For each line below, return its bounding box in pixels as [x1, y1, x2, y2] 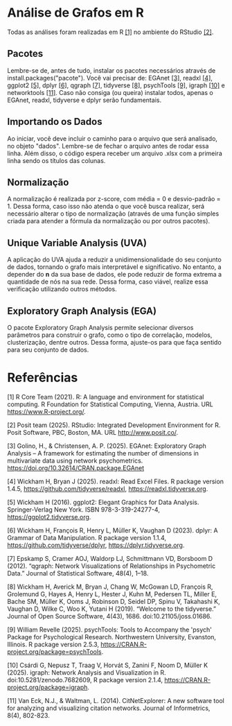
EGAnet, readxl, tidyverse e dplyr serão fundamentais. [7, 96, 161, 104]
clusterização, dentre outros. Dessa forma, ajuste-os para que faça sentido [7, 338, 222, 346]
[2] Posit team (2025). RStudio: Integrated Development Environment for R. [7, 421, 221, 429]
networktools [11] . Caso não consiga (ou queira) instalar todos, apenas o [7, 88, 213, 96]
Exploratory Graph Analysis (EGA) [7, 305, 157, 317]
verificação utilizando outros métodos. [7, 285, 117, 293]
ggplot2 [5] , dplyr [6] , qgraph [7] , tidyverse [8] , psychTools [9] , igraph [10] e [7, 81, 225, 89]
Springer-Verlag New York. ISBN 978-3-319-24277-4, [7, 505, 161, 514]
